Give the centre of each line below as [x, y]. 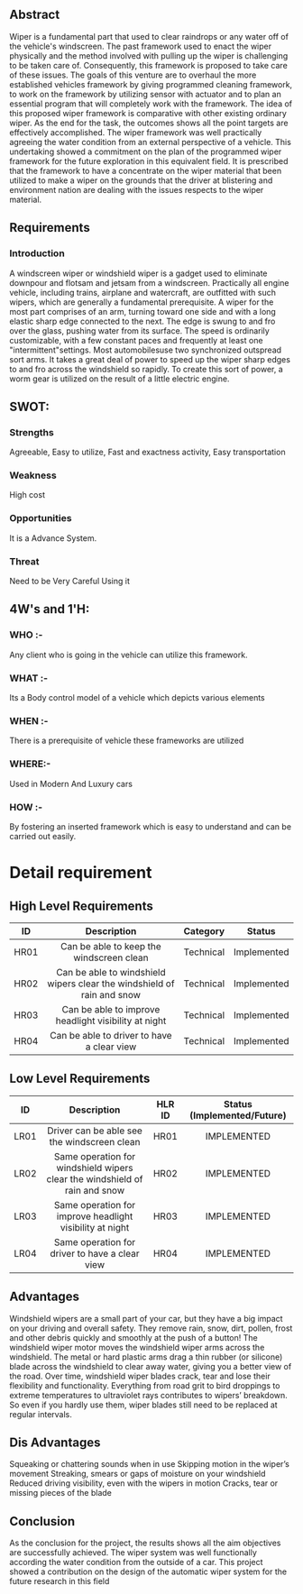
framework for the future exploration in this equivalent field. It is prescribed [149, 160]
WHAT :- [28, 678]
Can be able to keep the [111, 946]
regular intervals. [41, 1414]
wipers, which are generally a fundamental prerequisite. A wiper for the [142, 302]
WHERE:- [30, 764]
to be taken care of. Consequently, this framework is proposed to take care [149, 65]
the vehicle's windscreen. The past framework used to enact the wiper [141, 46]
